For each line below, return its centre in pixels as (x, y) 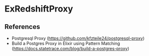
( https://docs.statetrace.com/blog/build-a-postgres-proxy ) (70, 49)
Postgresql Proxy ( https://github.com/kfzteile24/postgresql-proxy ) (78, 38)
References (22, 27)
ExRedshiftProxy (39, 9)
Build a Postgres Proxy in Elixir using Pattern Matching (66, 43)
